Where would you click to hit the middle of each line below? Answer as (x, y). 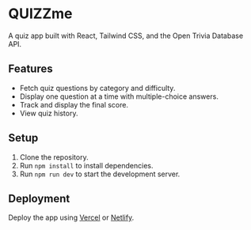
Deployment (39, 198)
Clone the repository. (54, 157)
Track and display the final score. (74, 104)
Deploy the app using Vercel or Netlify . (71, 217)
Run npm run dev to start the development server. (100, 174)
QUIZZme (40, 14)
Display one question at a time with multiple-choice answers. (119, 96)
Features (30, 69)
